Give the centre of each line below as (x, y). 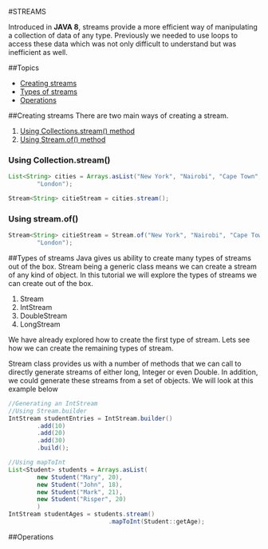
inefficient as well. (38, 52)
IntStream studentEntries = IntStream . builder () (91, 418)
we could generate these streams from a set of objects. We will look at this (131, 380)
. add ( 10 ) (51, 425)
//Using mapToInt (37, 463)
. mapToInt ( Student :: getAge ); (156, 522)
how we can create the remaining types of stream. (91, 348)
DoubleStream (43, 316)
